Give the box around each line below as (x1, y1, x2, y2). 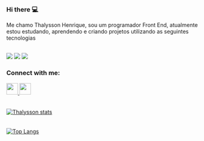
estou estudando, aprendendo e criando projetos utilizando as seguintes (6, 28, 189, 35)
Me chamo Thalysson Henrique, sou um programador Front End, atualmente (6, 21, 199, 29)
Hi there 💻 (6, 5, 38, 13)
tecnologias (6, 34, 36, 42)
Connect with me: (6, 69, 60, 78)
